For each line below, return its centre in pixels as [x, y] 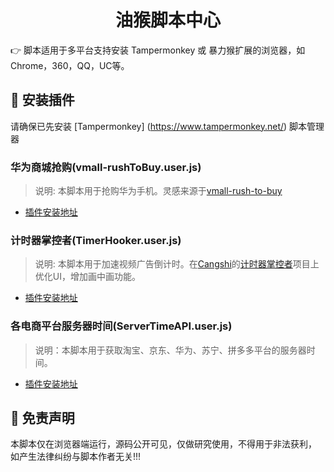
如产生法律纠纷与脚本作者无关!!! [76, 457]
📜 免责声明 [42, 418]
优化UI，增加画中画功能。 [87, 277]
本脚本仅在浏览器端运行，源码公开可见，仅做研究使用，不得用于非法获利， [163, 444]
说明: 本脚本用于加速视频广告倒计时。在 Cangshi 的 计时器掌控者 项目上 [177, 264]
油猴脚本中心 [167, 20]
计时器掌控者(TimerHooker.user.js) [96, 240]
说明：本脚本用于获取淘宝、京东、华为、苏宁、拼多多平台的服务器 [170, 350]
